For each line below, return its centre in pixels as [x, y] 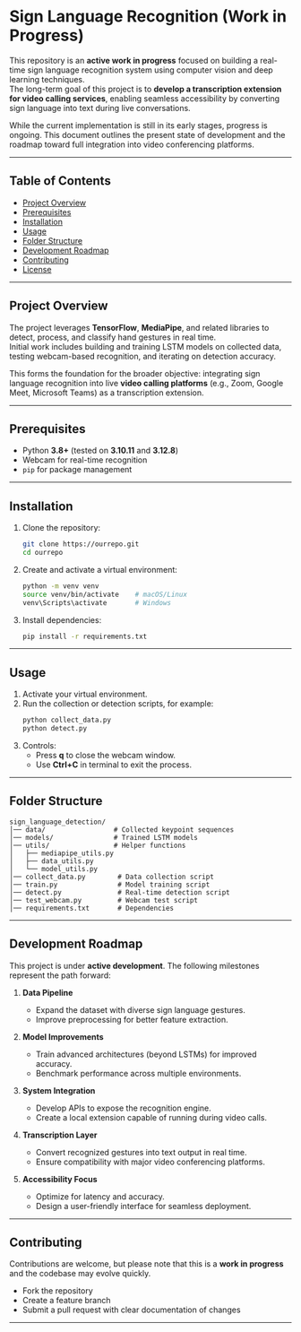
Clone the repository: [61, 528]
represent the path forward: [60, 975]
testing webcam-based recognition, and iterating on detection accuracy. [142, 356]
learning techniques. [47, 79]
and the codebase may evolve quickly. [80, 1274]
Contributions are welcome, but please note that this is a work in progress [146, 1264]
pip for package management [77, 470]
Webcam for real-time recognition [85, 460]
